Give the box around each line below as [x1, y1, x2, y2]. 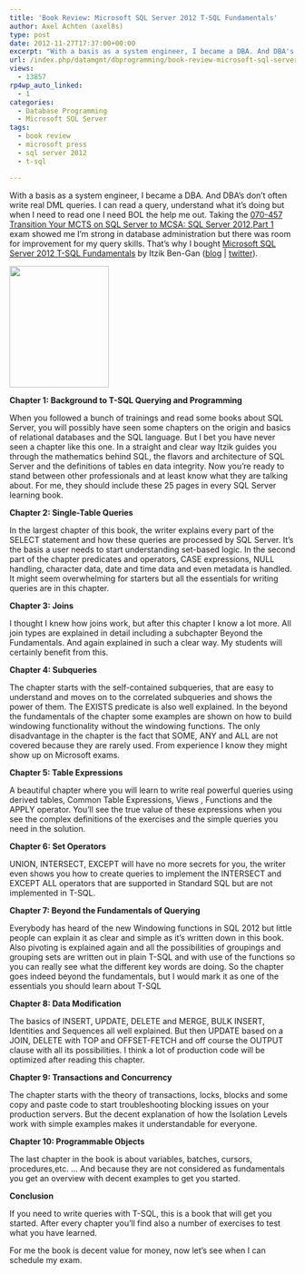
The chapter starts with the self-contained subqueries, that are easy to [9, 682, 274, 693]
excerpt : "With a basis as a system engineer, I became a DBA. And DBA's [9, 47, 295, 56]
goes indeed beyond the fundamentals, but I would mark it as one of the [9, 971, 280, 982]
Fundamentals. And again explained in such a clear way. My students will [9, 637, 283, 647]
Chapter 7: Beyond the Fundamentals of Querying [9, 904, 201, 915]
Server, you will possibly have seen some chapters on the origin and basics [9, 421, 291, 432]
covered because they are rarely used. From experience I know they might [9, 739, 288, 750]
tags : [9, 123, 30, 133]
